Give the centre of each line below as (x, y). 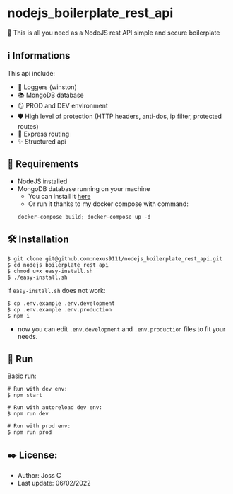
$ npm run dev (28, 414)
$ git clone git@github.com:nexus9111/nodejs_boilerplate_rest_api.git (115, 259)
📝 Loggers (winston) (47, 87)
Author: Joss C (39, 475)
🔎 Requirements (43, 164)
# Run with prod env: (39, 426)
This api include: (31, 73)
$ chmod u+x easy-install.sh (50, 271)
